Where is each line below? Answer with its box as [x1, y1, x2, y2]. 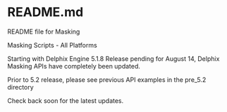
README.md [7, 4, 84, 20]
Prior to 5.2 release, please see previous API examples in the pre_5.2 [7, 75, 207, 84]
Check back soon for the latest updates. [7, 96, 124, 105]
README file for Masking [7, 27, 80, 36]
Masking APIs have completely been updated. [7, 62, 141, 70]
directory [7, 83, 34, 91]
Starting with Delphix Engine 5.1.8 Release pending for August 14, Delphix [7, 54, 220, 63]
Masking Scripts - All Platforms [7, 41, 97, 49]
